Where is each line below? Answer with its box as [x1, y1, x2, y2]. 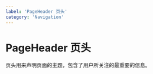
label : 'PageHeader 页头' [5, 8, 67, 15]
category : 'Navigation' [5, 14, 64, 20]
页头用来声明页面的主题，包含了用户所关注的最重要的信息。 [5, 62, 151, 69]
